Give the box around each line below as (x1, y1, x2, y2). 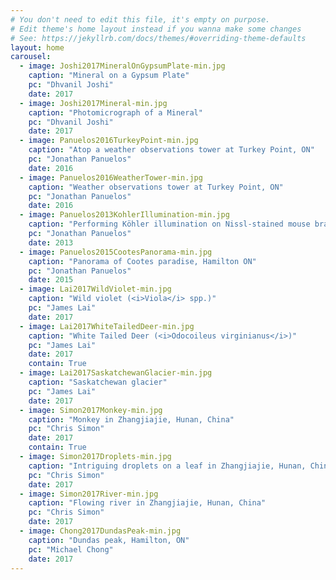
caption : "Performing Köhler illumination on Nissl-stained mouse (28, 219, 311, 230)
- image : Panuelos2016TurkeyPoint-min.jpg (19, 136, 199, 146)
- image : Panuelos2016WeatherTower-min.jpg (19, 172, 203, 183)
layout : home (10, 42, 65, 53)
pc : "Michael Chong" (28, 544, 114, 555)
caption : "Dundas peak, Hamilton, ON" (28, 535, 190, 545)
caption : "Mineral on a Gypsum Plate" (28, 71, 190, 81)
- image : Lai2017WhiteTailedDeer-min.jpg (19, 321, 195, 331)
